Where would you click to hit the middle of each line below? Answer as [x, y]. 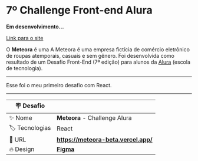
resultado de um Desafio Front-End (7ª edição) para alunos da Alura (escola [98, 62]
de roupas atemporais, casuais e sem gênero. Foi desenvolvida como [90, 55]
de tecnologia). [24, 68]
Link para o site [25, 38]
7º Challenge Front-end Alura [80, 10]
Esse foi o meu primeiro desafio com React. [59, 85]
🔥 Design [22, 149]
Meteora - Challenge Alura [94, 117]
